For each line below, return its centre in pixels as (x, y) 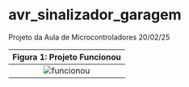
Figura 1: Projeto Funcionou (67, 56)
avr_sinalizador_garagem (95, 15)
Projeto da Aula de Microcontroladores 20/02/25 (89, 37)
